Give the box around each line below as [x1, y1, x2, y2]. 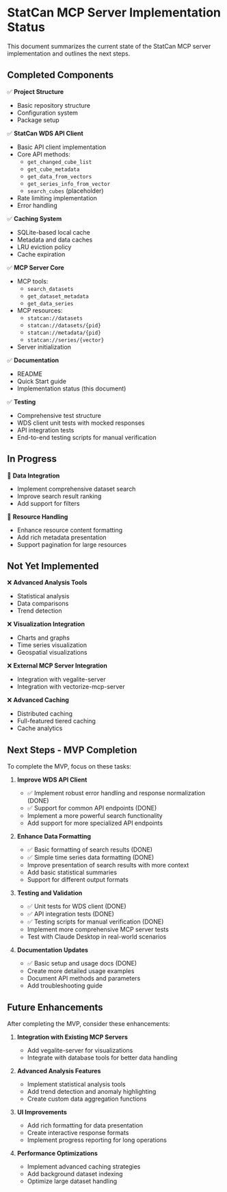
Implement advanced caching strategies [27, 1162, 141, 1171]
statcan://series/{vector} [27, 336, 105, 344]
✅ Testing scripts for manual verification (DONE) [27, 918, 164, 926]
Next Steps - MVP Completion [7, 744, 137, 756]
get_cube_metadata [27, 166, 80, 173]
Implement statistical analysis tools [27, 1080, 126, 1088]
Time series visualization [16, 641, 88, 649]
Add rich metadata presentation [16, 533, 107, 541]
